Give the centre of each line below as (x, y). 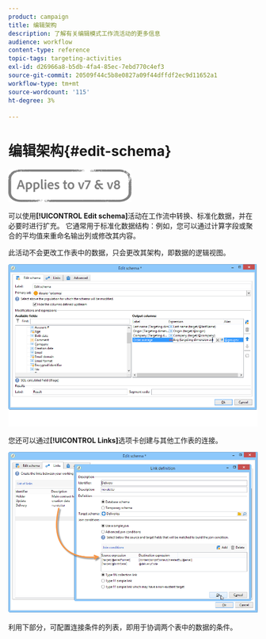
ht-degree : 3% (32, 100)
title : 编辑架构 (32, 25)
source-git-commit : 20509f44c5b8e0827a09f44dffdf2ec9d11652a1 (113, 75)
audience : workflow (40, 42)
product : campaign (38, 17)
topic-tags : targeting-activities (65, 59)
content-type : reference (49, 50)
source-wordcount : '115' (49, 92)
